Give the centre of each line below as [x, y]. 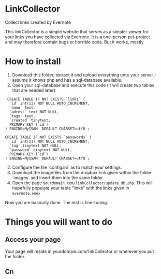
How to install [33, 62]
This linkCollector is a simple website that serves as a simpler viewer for [77, 31]
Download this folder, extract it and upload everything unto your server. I [84, 75]
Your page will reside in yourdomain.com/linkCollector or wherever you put [80, 251]
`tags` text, [22, 116]
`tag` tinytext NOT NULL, [36, 146]
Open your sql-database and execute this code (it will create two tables [83, 85]
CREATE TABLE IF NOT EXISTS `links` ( [46, 99]
